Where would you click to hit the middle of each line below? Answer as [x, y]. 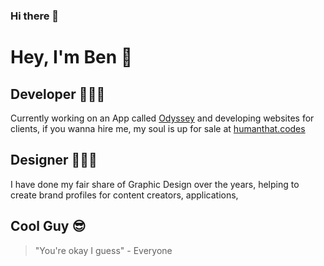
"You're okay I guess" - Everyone [103, 250]
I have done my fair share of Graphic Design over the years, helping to [155, 184]
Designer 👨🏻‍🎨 [54, 160]
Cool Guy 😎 [48, 226]
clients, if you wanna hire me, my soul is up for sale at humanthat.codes [158, 128]
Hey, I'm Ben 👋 [71, 57]
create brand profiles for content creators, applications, [124, 195]
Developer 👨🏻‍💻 [58, 94]
